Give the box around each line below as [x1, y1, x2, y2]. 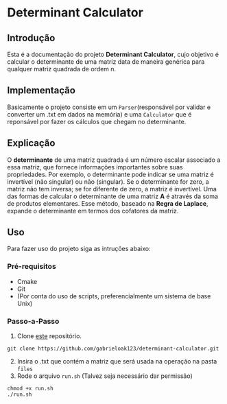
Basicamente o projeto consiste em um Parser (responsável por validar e [7, 103, 211, 111]
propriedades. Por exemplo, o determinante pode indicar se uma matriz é [7, 170, 214, 178]
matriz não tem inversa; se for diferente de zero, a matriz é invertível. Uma [7, 185, 217, 193]
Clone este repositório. [16, 332, 82, 340]
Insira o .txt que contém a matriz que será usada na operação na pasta [16, 357, 217, 366]
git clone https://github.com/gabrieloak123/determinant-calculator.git [7, 345, 219, 353]
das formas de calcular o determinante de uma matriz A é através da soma [7, 192, 218, 200]
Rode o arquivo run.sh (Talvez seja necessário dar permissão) [16, 372, 193, 380]
